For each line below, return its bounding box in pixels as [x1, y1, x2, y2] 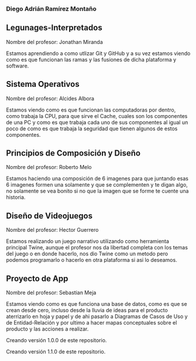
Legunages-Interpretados [6, 23, 102, 33]
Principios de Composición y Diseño [6, 148, 141, 158]
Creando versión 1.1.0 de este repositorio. [6, 348, 106, 355]
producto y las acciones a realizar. [6, 325, 89, 332]
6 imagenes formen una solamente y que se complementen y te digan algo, [6, 181, 188, 188]
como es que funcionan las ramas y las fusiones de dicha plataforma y [6, 56, 177, 63]
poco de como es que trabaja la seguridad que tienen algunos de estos [6, 125, 178, 132]
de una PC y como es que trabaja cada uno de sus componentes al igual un [6, 119, 188, 126]
